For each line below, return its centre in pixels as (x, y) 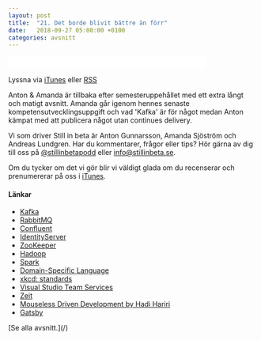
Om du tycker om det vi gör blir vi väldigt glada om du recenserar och (121, 168)
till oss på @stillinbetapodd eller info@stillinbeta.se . (92, 153)
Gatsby (31, 312)
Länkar (20, 194)
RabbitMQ (36, 220)
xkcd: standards (46, 279)
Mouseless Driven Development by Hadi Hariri (95, 304)
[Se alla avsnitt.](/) (38, 328)
